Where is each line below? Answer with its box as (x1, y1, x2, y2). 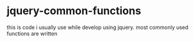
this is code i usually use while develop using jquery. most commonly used (7, 24, 189, 31)
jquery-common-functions (7, 4, 141, 18)
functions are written (7, 30, 58, 37)
